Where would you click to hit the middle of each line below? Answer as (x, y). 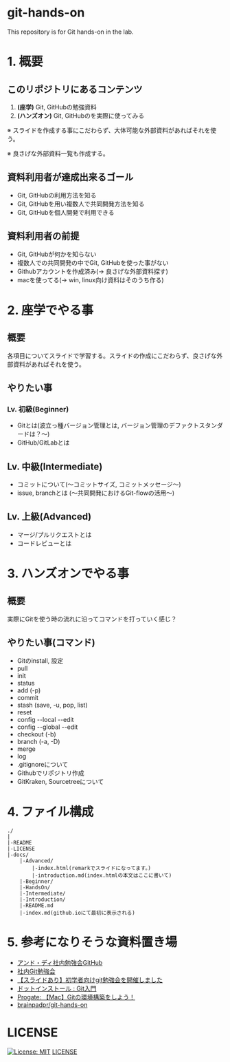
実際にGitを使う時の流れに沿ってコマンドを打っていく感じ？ (92, 619)
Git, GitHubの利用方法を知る (57, 195)
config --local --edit (45, 719)
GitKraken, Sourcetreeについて (60, 781)
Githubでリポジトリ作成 (50, 773)
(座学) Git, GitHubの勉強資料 (57, 107)
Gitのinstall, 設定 (40, 660)
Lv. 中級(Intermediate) (55, 466)
